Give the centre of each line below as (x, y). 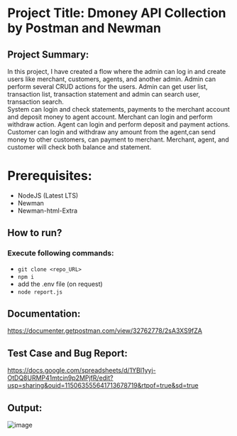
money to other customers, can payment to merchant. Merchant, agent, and (118, 139)
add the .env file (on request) (60, 284)
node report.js (40, 292)
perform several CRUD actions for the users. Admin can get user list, (108, 86)
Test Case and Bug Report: (67, 353)
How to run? (35, 233)
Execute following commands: (61, 253)
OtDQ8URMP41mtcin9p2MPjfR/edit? (60, 378)
